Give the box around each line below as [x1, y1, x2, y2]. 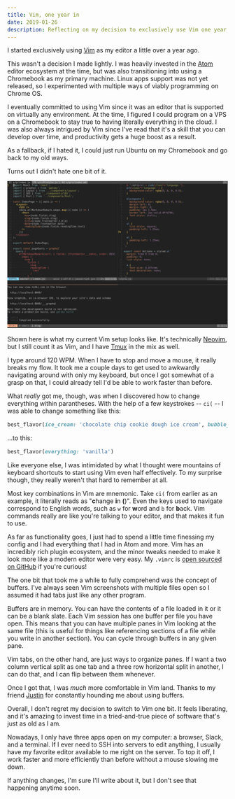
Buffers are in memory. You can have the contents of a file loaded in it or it [7, 604, 222, 612]
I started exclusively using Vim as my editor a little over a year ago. [7, 46, 200, 55]
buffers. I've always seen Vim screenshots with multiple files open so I [7, 583, 210, 591]
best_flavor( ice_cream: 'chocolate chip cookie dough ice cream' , [7, 421, 205, 428]
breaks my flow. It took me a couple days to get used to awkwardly [7, 364, 200, 372]
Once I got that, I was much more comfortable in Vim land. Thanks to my [7, 683, 216, 692]
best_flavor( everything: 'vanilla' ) [7, 448, 114, 455]
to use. [7, 518, 27, 528]
